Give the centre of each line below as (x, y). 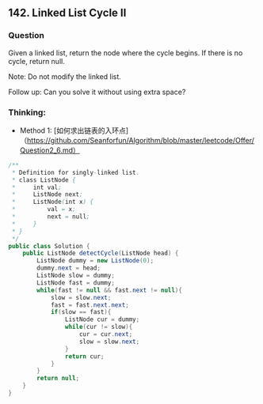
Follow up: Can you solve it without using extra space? (97, 92)
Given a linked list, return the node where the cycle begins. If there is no (126, 53)
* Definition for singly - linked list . (76, 172)
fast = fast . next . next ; (90, 305)
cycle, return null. (36, 61)
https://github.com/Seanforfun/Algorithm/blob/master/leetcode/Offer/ (141, 140)
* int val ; (36, 187)
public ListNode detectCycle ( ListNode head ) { (101, 253)
